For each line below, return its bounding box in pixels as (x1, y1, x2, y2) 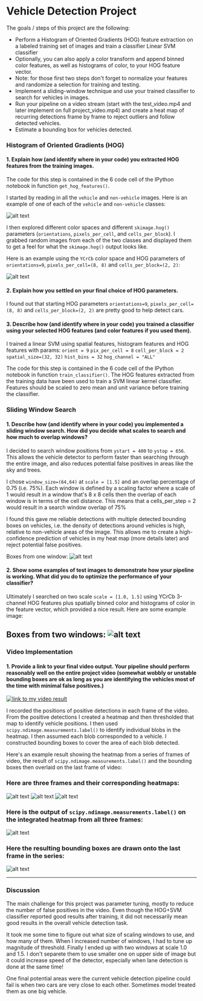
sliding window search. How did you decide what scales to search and (6, 427, 186, 434)
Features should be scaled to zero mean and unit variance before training (6, 384, 189, 391)
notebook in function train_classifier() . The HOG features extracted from (6, 371, 195, 378)
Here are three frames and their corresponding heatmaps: (6, 779, 180, 787)
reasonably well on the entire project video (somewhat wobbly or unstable (6, 669, 197, 676)
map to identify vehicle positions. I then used (6, 720, 118, 727)
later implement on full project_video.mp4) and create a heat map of (14, 106, 184, 114)
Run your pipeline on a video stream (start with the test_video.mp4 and (14, 100, 192, 107)
